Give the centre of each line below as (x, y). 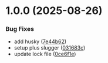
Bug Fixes (20, 29)
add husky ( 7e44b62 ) (40, 41)
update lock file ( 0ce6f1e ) (45, 54)
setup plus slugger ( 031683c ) (50, 48)
